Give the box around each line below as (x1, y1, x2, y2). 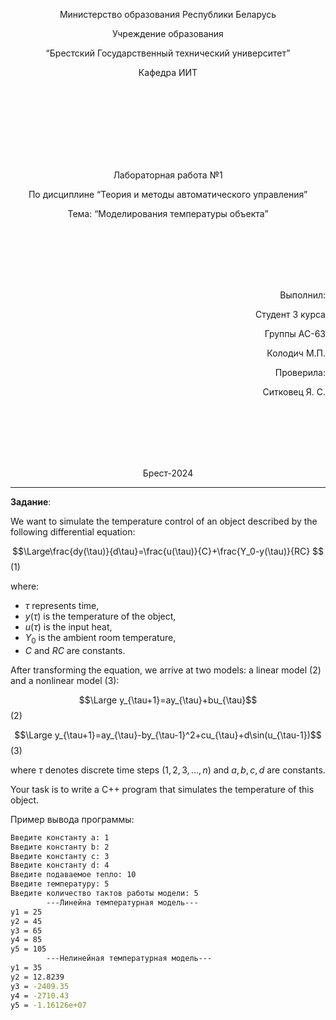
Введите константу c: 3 (10, 851, 110, 861)
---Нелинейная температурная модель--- (46, 954, 213, 964)
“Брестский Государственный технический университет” (45, 47, 291, 59)
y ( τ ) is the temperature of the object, (24, 610, 177, 622)
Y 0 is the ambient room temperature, (24, 632, 177, 646)
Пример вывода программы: (10, 813, 135, 825)
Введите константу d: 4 (10, 860, 110, 871)
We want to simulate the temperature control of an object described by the (10, 515, 318, 527)
